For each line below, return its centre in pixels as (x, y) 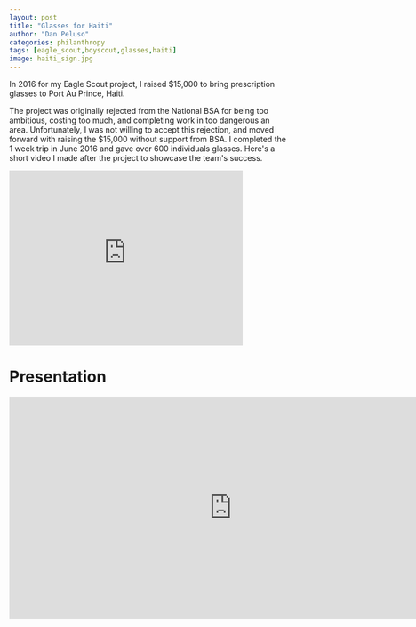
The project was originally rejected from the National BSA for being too (139, 111)
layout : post (33, 17)
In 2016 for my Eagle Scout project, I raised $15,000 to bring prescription (142, 84)
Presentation (58, 377)
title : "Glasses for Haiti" (61, 26)
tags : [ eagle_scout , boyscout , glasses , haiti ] (93, 51)
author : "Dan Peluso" (49, 34)
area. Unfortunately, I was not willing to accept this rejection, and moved (142, 129)
